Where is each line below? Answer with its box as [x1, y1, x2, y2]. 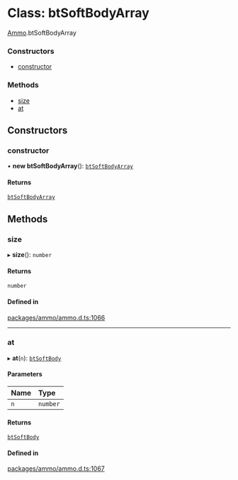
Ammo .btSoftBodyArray [7, 28, 76, 37]
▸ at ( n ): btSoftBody [7, 354, 62, 362]
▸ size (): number [7, 251, 52, 259]
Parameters [7, 370, 42, 378]
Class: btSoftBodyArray [7, 5, 150, 21]
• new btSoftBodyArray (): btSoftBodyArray [7, 162, 133, 170]
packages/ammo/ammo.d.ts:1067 [7, 464, 105, 473]
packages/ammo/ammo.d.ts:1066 [7, 313, 106, 322]
